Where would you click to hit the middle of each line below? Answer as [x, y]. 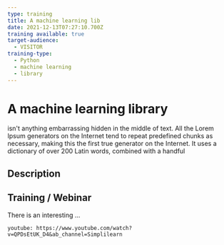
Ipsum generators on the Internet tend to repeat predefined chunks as [110, 136]
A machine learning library [88, 109]
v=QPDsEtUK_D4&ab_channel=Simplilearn [65, 234]
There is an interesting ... [44, 215]
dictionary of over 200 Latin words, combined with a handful [96, 151]
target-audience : [33, 41]
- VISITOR [28, 47]
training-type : [30, 54]
